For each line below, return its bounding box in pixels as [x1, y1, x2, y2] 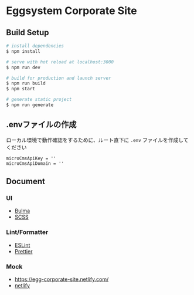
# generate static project [6, 97, 72, 103]
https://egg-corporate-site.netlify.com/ [14, 276, 109, 283]
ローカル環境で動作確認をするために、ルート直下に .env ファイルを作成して [6, 136, 189, 143]
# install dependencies [6, 43, 64, 49]
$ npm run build [6, 80, 46, 86]
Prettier [14, 247, 33, 255]
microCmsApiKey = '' [6, 155, 57, 161]
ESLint [14, 242, 30, 249]
